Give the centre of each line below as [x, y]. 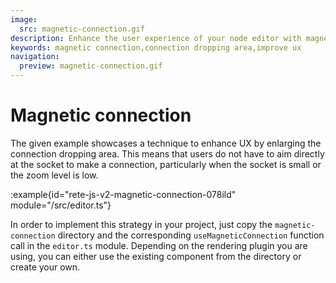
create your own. [45, 267]
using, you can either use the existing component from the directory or [156, 256]
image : [24, 19]
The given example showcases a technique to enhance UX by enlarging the [166, 143]
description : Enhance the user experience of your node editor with [156, 38]
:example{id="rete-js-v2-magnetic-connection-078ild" [123, 194]
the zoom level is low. [54, 175]
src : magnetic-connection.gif [82, 29]
